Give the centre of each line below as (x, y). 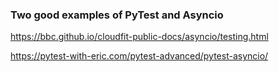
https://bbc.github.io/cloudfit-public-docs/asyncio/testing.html (139, 37)
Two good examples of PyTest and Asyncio (117, 15)
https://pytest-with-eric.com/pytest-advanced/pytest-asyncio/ (139, 56)
